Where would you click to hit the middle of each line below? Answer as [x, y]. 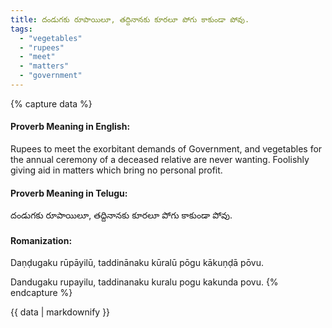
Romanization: [41, 240]
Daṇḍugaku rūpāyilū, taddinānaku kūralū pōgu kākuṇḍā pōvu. [137, 263]
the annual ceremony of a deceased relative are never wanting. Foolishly [160, 160]
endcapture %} [41, 293]
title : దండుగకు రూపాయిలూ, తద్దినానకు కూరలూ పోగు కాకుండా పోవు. [130, 19]
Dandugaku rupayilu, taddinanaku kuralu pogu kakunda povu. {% [144, 282]
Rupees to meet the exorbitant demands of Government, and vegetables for [166, 149]
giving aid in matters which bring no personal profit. [116, 170]
